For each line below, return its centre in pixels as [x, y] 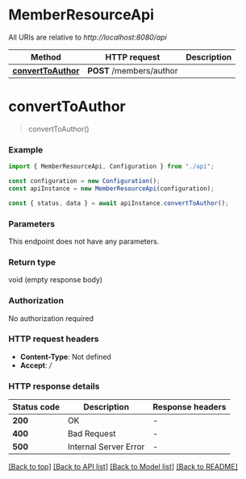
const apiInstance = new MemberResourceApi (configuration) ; [112, 188]
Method [46, 56]
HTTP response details [54, 386]
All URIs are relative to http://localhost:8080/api [88, 37]
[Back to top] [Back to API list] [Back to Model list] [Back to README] [123, 467]
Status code [36, 407]
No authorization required [51, 318]
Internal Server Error [106, 447]
